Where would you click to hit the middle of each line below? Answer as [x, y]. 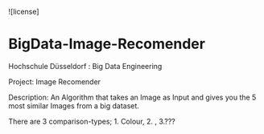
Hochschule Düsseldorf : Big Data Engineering [85, 66]
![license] [24, 12]
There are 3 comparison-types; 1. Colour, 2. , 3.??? [92, 121]
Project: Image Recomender [55, 81]
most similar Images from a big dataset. [74, 106]
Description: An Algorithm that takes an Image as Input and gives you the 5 [132, 97]
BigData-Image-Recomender [107, 44]
